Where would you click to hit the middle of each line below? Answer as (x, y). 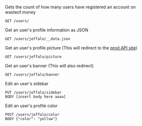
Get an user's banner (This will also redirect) (49, 66)
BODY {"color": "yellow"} (31, 119)
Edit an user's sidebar (27, 84)
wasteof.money (20, 12)
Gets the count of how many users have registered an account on (71, 7)
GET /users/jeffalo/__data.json (38, 39)
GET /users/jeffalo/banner (32, 75)
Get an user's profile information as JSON (47, 30)
